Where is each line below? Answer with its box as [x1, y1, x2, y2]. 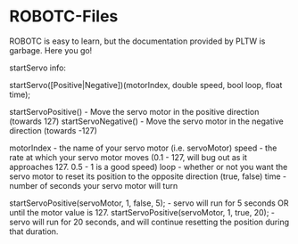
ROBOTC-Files [9, 6, 119, 27]
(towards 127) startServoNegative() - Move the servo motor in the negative [9, 116, 284, 126]
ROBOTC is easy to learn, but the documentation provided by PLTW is [9, 36, 266, 46]
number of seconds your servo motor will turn [9, 180, 178, 191]
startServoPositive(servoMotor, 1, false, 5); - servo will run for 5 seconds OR [9, 198, 289, 208]
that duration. [9, 225, 59, 237]
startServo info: [9, 62, 67, 73]
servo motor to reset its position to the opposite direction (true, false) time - [9, 171, 287, 182]
